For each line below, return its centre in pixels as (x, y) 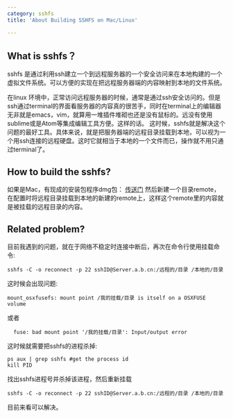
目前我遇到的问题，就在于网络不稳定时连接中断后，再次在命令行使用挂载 (110, 246)
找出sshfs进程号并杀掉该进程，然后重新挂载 (70, 378)
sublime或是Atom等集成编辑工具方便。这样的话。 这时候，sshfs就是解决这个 (116, 124)
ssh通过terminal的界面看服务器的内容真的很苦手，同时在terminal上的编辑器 (114, 106)
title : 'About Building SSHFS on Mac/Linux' (72, 20)
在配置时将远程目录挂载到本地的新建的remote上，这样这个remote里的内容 (112, 198)
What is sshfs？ (42, 56)
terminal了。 (31, 149)
